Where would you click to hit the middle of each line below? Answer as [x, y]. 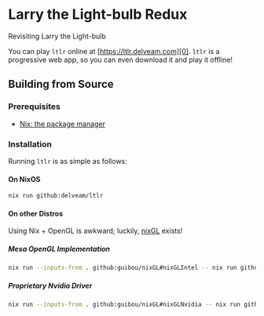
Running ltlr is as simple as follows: [68, 161]
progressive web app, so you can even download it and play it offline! [121, 60]
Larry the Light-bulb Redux [98, 15]
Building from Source [61, 84]
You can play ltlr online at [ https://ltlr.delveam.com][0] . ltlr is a [114, 51]
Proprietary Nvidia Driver [50, 285]
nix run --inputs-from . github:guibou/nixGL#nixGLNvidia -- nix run [125, 305]
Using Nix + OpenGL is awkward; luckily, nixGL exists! [95, 231]
